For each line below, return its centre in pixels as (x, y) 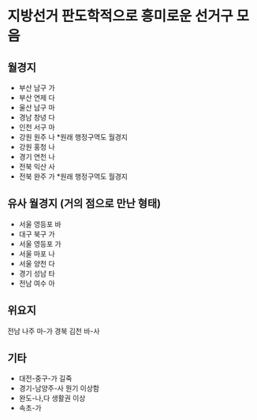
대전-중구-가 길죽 (45, 378)
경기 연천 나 (37, 157)
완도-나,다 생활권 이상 (52, 398)
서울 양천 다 (37, 263)
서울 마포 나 (37, 254)
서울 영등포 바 (40, 224)
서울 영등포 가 (40, 243)
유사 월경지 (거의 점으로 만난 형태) (84, 204)
